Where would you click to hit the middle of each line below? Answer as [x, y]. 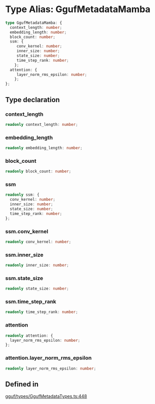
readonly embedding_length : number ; [44, 148]
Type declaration [32, 100]
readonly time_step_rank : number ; [42, 312]
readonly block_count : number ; [38, 171]
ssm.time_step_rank [31, 302]
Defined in [22, 384]
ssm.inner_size [25, 255]
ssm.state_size [24, 278]
